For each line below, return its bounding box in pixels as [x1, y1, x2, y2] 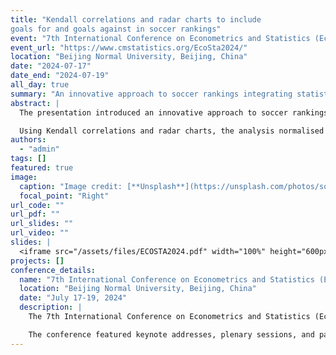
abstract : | [10, 98, 60, 108]
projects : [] [10, 256, 65, 266]
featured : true [10, 163, 74, 173]
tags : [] [10, 154, 47, 164]
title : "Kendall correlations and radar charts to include [10, 14, 262, 25]
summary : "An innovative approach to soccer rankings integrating [10, 89, 293, 99]
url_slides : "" [10, 219, 74, 229]
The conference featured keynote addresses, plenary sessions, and [28, 329, 315, 340]
